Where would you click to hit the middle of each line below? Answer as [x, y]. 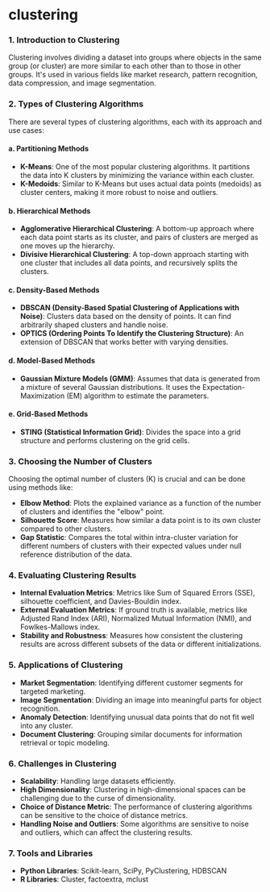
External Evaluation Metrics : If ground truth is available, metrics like [133, 610]
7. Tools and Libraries [51, 853]
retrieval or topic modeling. [65, 742]
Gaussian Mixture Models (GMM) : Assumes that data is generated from [140, 378]
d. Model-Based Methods [52, 360]
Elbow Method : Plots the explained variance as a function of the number [141, 503]
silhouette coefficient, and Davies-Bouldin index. [101, 601]
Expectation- [224, 387]
